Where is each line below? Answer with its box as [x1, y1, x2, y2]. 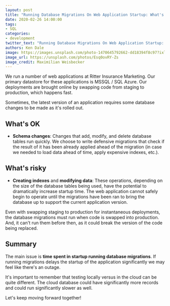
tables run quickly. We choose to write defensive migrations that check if [12, 138, 165, 145]
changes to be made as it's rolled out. [5, 105, 84, 111]
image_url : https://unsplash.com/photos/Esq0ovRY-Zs [5, 54, 119, 60]
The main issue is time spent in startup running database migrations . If [5, 253, 156, 259]
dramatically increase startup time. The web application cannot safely [12, 188, 158, 194]
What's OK [5, 119, 40, 128]
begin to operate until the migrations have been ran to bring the [12, 194, 145, 200]
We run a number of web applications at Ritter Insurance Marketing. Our [5, 73, 155, 79]
